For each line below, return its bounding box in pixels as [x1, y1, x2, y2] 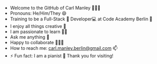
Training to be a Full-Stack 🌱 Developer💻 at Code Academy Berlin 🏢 [10, 16, 153, 22]
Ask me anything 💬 [10, 34, 50, 40]
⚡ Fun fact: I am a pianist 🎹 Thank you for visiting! [10, 53, 114, 58]
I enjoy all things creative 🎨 [10, 23, 67, 29]
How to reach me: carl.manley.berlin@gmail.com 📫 [10, 45, 118, 51]
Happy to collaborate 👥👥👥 [10, 40, 64, 45]
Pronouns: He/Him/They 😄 [10, 10, 67, 16]
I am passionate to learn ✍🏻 [10, 28, 67, 35]
